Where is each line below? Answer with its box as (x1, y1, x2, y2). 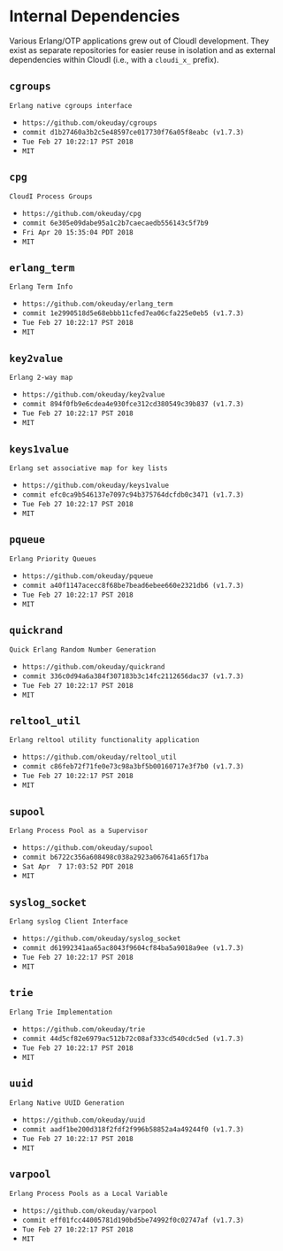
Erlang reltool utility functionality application (9, 736, 200, 745)
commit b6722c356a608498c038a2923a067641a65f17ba (21, 853, 210, 862)
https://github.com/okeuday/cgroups (21, 118, 157, 127)
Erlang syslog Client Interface (9, 917, 128, 926)
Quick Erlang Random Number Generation (9, 645, 157, 654)
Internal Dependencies (9, 6, 180, 27)
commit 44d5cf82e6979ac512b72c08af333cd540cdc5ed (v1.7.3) (21, 1034, 245, 1043)
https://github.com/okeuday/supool (21, 844, 154, 853)
